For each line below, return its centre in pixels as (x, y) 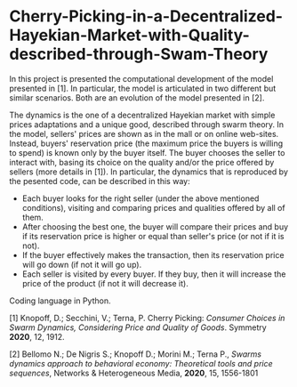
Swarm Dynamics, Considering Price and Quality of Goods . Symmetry (138, 327)
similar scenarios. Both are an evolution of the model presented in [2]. (137, 97)
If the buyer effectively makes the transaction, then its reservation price (153, 254)
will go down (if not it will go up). (82, 264)
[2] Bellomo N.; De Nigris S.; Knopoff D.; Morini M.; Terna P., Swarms (136, 354)
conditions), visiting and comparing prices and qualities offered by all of (154, 207)
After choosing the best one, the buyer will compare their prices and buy (155, 226)
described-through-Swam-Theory (139, 54)
